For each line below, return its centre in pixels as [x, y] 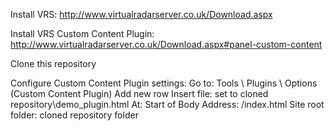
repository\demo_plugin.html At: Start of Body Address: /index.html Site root [167, 104]
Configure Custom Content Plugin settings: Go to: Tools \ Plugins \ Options [164, 83]
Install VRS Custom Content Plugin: [82, 33]
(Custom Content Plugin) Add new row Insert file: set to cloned [139, 93]
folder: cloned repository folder [74, 115]
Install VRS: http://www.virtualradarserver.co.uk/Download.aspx [141, 14]
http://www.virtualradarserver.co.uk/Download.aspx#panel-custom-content [166, 44]
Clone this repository [53, 63]
